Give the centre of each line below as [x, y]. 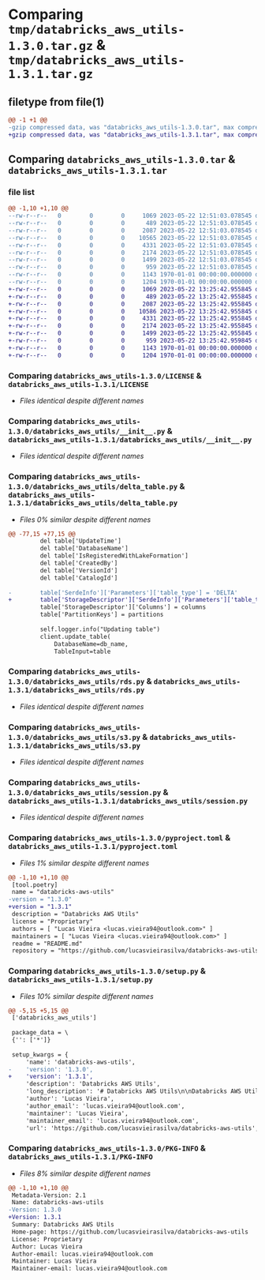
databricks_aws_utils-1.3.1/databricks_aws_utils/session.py [128, 801]
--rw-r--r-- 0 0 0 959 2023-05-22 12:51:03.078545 [130, 267]
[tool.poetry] [35, 885]
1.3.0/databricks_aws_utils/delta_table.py [93, 487]
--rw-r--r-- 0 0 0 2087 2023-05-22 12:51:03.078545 [130, 231]
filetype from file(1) [56, 101]
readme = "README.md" [47, 944]
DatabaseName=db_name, [91, 644]
